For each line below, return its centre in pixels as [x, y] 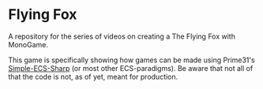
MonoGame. [28, 44]
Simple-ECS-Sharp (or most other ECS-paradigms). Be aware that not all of [131, 68]
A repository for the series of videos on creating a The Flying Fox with [122, 36]
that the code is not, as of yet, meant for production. [93, 76]
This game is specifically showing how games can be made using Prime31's [131, 60]
